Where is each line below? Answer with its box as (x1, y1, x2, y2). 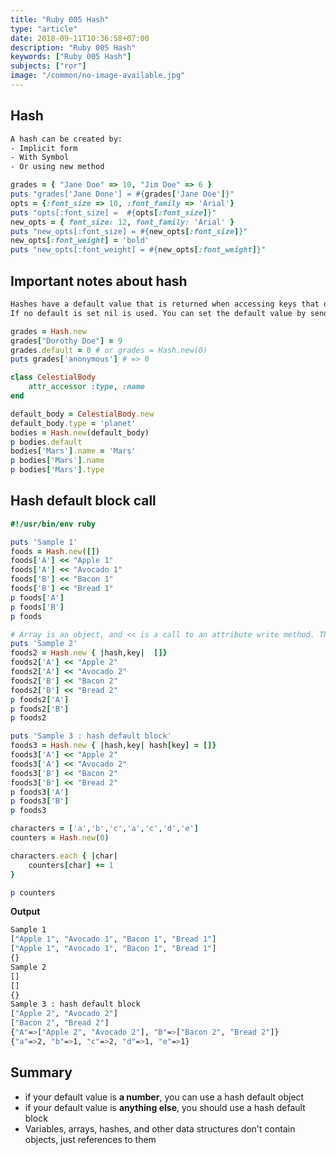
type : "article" (10, 24, 78, 34)
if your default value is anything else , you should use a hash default (24, 1101, 306, 1113)
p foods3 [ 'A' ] (10, 787, 70, 797)
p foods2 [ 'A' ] (10, 694, 70, 705)
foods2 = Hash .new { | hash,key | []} (10, 648, 168, 658)
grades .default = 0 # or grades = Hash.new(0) (10, 345, 208, 355)
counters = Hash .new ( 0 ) (10, 833, 110, 843)
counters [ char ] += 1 (28, 860, 114, 870)
